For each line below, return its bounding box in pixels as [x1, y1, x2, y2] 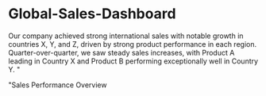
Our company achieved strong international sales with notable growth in [8, 31, 244, 40]
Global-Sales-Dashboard [8, 5, 176, 23]
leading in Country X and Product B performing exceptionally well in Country [8, 56, 259, 66]
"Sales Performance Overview [8, 80, 107, 90]
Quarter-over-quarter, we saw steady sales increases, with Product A [8, 48, 235, 57]
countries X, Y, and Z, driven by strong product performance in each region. [8, 39, 256, 48]
